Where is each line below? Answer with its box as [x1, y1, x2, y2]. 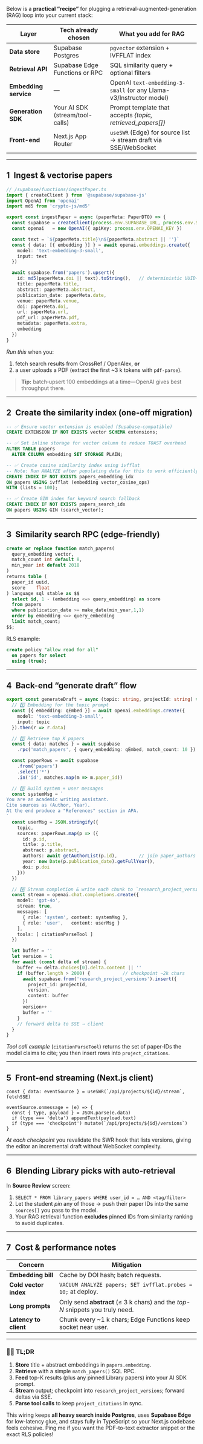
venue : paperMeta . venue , [17, 298, 80, 304]
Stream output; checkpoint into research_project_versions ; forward [14, 1387, 185, 1394]
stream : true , [17, 903, 53, 909]
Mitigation [111, 1260, 142, 1269]
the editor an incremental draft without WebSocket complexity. [6, 1143, 162, 1150]
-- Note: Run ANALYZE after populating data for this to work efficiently [6, 468, 199, 474]
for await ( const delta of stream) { [11, 959, 107, 965]
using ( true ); [11, 658, 47, 664]
